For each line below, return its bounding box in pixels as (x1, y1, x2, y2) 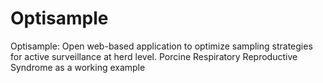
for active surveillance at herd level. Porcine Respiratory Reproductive (10, 50, 298, 62)
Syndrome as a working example (10, 61, 146, 73)
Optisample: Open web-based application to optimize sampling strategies (10, 40, 313, 52)
